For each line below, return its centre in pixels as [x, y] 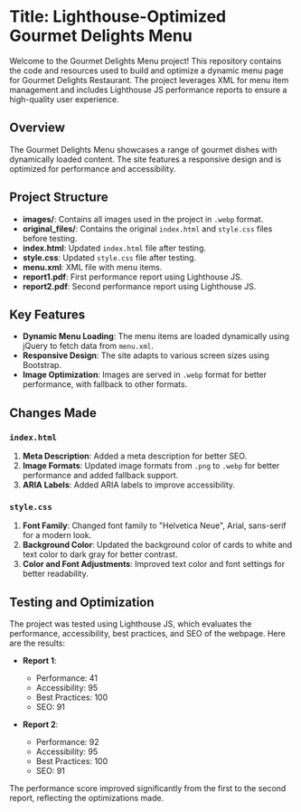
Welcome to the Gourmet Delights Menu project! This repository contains [146, 61]
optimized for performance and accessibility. [93, 168]
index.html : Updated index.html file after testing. [114, 248]
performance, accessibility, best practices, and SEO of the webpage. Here [148, 634]
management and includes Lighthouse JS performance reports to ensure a [148, 90]
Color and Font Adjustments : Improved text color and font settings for [154, 564]
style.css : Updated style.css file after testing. [109, 257]
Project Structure [59, 198]
